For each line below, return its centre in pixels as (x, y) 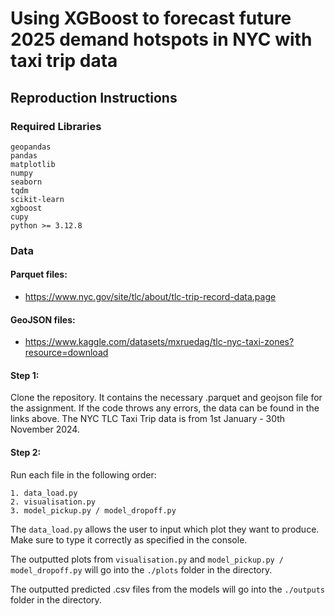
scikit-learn (37, 199)
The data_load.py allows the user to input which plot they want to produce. (165, 529)
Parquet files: (39, 274)
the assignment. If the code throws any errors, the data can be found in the (165, 408)
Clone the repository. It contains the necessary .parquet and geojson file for (166, 398)
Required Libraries (56, 126)
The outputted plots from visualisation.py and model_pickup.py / (147, 559)
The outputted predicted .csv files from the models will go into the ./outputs (167, 589)
